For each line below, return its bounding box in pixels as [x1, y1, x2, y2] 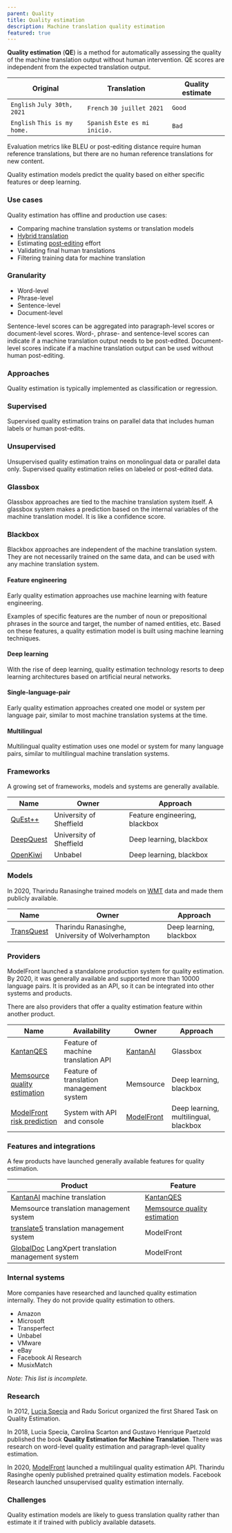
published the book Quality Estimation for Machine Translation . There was [7, 1435, 223, 1443]
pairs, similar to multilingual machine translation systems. [7, 750, 170, 758]
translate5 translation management [10, 1223, 124, 1233]
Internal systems [7, 1273, 65, 1282]
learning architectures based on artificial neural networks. [7, 672, 172, 680]
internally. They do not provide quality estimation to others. [7, 1296, 175, 1304]
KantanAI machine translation [10, 1192, 106, 1202]
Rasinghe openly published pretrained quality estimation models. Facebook [7, 1470, 222, 1478]
